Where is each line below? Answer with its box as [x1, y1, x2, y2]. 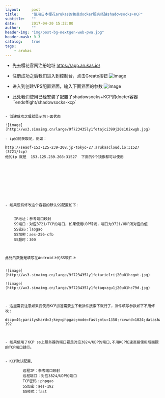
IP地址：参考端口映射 [14, 216, 52, 221]
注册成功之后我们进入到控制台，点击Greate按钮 [12, 73, 108, 79]
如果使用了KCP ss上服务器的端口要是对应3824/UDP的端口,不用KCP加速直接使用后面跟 [9, 340, 159, 345]
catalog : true [5, 39, 41, 44]
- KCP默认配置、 [5, 359, 35, 364]
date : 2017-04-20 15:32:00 [5, 21, 74, 26]
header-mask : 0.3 [5, 35, 41, 40]
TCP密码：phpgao [23, 378, 54, 383]
